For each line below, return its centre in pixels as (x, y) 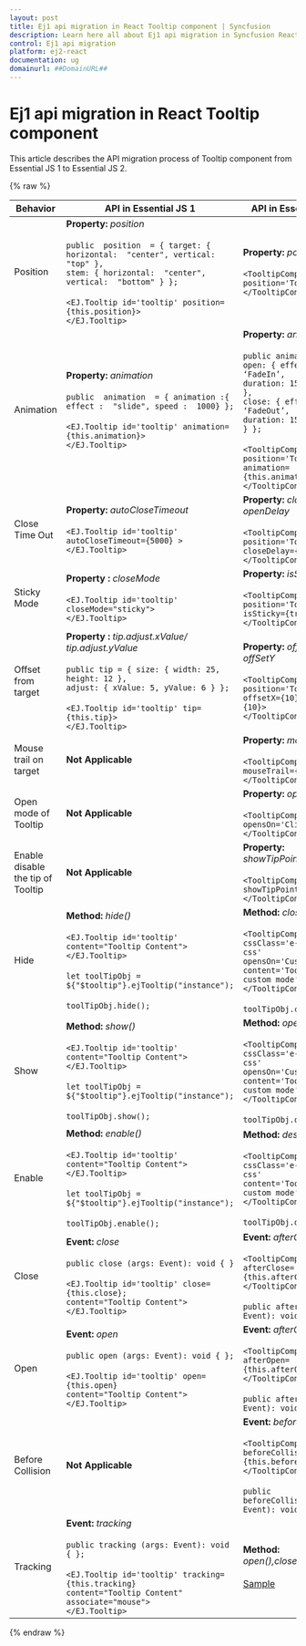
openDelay (266, 511)
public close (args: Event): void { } (150, 1263)
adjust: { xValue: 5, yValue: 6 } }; (148, 688)
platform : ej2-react (49, 52)
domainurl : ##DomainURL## (58, 69)
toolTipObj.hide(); (108, 1005)
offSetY (259, 657)
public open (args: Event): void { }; (150, 1356)
